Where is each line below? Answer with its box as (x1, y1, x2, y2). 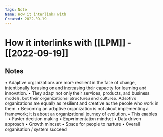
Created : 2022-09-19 (5, 16, 47, 21)
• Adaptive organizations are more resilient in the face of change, (5, 80, 136, 86)
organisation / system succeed (5, 126, 67, 132)
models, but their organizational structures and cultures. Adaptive (5, 96, 137, 101)
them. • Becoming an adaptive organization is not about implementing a (5, 106, 149, 112)
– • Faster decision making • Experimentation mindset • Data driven (5, 116, 141, 122)
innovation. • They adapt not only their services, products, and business (5, 90, 150, 96)
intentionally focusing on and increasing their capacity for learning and (5, 85, 147, 91)
